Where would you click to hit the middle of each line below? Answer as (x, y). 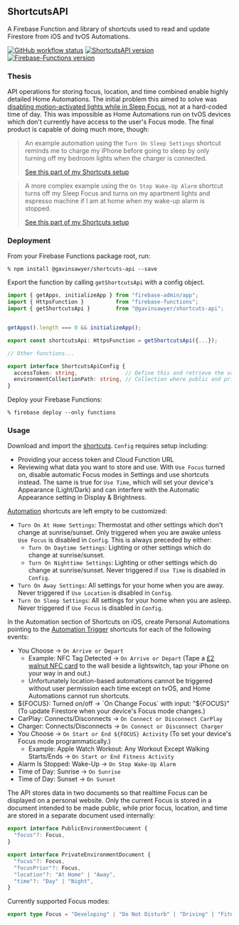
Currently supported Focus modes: (59, 902)
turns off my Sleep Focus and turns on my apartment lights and (117, 193)
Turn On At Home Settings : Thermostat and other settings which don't (120, 525)
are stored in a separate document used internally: (81, 816)
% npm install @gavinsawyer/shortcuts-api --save (83, 269)
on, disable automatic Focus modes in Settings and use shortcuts (113, 475)
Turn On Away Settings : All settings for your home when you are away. (121, 585)
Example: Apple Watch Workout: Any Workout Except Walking (119, 749)
